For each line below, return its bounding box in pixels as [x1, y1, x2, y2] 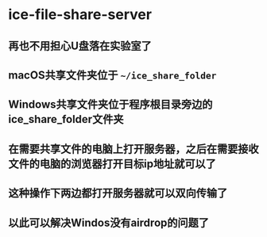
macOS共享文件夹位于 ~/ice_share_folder [8, 68, 217, 82]
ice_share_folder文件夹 [8, 113, 124, 126]
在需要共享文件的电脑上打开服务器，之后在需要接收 [8, 142, 259, 155]
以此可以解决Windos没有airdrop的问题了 [8, 216, 209, 229]
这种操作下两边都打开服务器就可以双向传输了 [8, 186, 228, 200]
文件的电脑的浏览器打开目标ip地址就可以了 [8, 157, 216, 170]
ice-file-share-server [8, 6, 153, 24]
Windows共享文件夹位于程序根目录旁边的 [8, 97, 213, 112]
